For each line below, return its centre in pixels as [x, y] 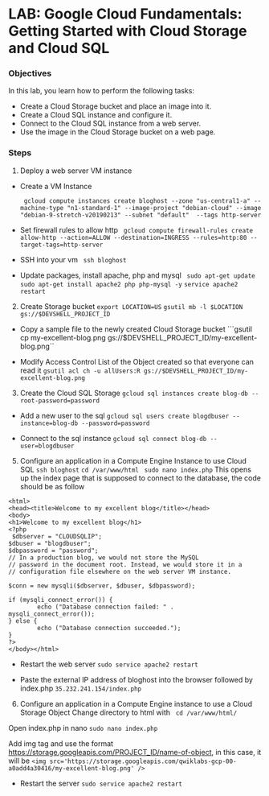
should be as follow [52, 486]
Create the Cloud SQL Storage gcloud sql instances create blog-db [134, 393]
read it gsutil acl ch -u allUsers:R [80, 370]
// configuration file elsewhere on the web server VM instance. [120, 571]
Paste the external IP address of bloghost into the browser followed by [136, 679]
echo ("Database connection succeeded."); [109, 628]
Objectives [30, 73]
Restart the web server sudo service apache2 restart [109, 664]
